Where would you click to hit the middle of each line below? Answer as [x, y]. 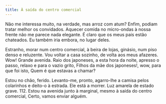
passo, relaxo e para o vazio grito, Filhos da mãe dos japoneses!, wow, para [83, 65]
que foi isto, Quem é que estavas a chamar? [50, 71]
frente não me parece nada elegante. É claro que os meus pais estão [76, 34]
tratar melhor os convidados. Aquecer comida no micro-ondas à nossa [78, 29]
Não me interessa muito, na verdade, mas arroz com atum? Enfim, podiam [81, 24]
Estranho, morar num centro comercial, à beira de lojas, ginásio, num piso [81, 49]
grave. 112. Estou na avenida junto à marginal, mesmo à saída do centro [79, 91]
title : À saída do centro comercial [43, 10]
